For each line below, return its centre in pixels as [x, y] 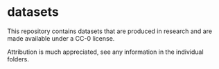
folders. [18, 59]
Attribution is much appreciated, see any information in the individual [105, 52]
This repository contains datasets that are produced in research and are [110, 31]
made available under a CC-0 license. [61, 38]
